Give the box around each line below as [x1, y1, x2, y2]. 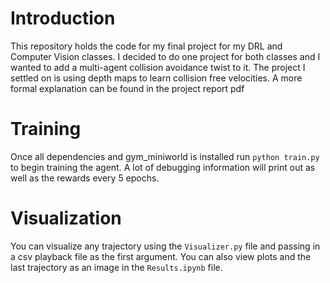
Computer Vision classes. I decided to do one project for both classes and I [10, 50, 321, 62]
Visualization [10, 207, 122, 230]
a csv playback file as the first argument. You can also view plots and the [10, 250, 312, 262]
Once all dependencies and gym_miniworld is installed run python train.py [10, 150, 320, 162]
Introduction [10, 7, 116, 30]
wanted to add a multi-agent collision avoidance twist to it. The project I [10, 61, 306, 73]
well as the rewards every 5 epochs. [10, 172, 160, 184]
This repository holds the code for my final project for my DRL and [10, 40, 283, 52]
